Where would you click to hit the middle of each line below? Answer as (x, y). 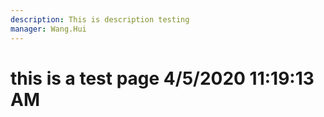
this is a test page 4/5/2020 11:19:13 (162, 78)
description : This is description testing (100, 19)
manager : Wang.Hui (48, 29)
